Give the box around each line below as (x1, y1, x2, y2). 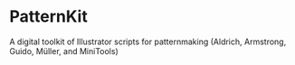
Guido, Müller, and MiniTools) (9, 45, 119, 56)
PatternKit (9, 6, 88, 27)
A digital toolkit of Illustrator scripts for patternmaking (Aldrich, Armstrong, (9, 36, 287, 47)
